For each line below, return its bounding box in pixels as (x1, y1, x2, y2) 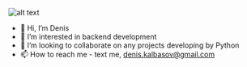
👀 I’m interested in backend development (19, 32, 157, 41)
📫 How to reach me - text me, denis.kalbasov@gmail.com (19, 49, 215, 59)
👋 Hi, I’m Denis (19, 23, 70, 32)
